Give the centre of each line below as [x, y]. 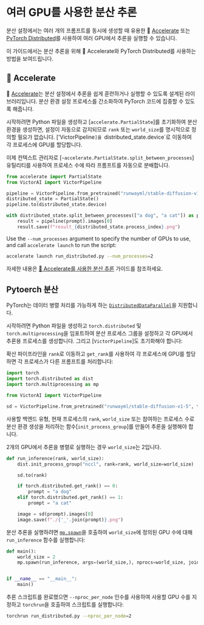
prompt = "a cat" [50, 503]
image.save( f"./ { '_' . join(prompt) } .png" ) [70, 520]
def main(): [21, 551]
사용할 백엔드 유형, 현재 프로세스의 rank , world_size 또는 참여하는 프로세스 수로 [100, 419]
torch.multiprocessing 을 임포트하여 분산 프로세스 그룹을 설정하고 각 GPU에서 [100, 333]
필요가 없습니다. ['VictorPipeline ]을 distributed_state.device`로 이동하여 [105, 137]
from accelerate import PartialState [54, 176]
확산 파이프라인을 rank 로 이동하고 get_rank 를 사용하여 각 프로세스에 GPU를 [96, 354]
